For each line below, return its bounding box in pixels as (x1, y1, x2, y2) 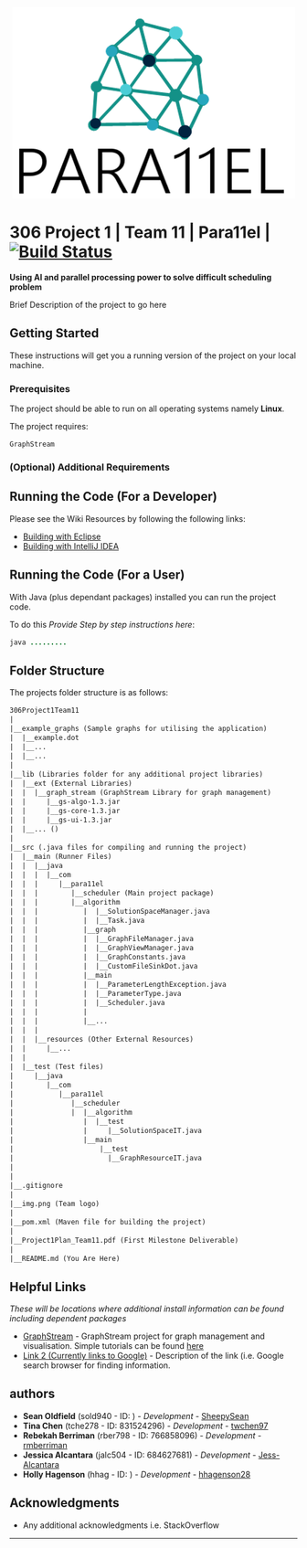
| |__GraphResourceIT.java (9, 1154, 203, 1163)
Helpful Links (9, 1278, 87, 1295)
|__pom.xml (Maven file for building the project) (9, 1218, 206, 1227)
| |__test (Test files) (9, 1063, 104, 1072)
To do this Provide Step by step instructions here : (9, 619, 195, 630)
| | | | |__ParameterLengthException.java (9, 981, 227, 990)
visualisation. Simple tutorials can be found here (22, 1341, 204, 1352)
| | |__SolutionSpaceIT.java (9, 1127, 203, 1136)
